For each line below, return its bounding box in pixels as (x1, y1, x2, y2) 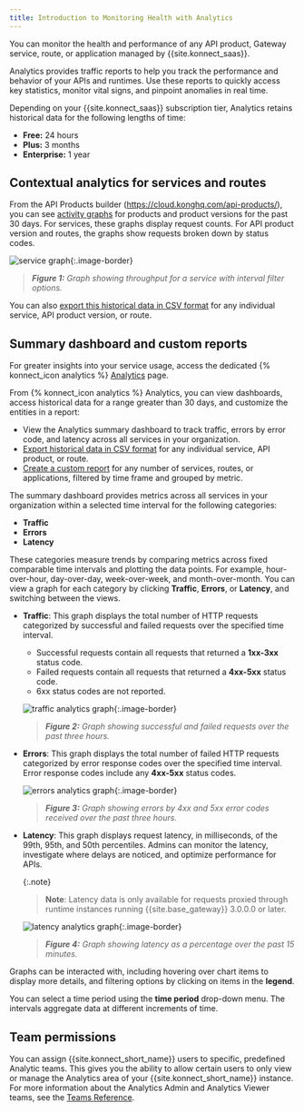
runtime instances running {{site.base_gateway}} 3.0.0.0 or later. (44, 904, 287, 915)
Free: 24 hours (22, 129, 79, 141)
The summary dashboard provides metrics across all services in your (9, 490, 269, 501)
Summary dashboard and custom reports (9, 336, 248, 351)
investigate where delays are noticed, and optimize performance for (22, 850, 277, 861)
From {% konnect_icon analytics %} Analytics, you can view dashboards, (9, 388, 283, 399)
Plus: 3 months (22, 139, 80, 150)
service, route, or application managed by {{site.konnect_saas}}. (9, 47, 250, 59)
